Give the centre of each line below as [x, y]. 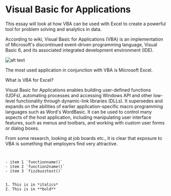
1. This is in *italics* [32, 184]
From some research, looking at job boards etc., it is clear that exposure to [84, 138]
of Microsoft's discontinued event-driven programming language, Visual [81, 44]
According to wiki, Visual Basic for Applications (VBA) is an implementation [84, 39]
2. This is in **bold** [31, 189]
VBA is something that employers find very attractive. [61, 144]
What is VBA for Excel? [29, 80]
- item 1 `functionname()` [34, 162]
